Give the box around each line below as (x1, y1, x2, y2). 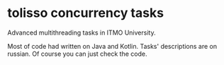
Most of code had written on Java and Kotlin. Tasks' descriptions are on (7, 42, 218, 50)
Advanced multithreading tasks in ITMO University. (7, 28, 156, 37)
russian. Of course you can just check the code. (7, 49, 147, 58)
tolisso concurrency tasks (7, 5, 164, 21)
